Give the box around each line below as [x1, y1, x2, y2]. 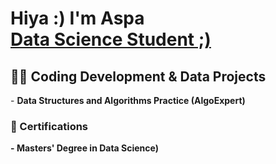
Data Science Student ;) [10, 28, 212, 51]
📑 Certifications [10, 119, 89, 133]
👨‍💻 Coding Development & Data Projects [10, 68, 267, 85]
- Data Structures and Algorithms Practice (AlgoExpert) [10, 95, 246, 106]
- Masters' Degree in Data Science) [10, 142, 159, 154]
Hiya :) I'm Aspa [10, 7, 145, 30]
